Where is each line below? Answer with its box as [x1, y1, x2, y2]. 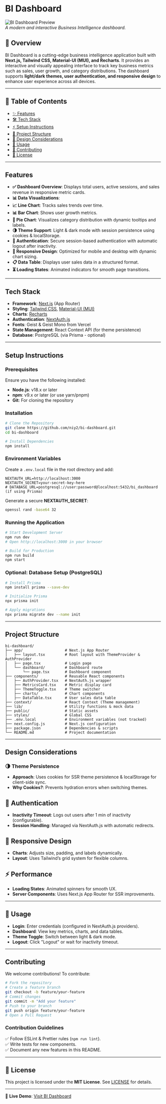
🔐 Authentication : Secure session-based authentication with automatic [12, 238, 158, 244]
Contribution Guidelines [5, 1024, 64, 1031]
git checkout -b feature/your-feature [5, 990, 85, 995]
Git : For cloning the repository [12, 397, 74, 403]
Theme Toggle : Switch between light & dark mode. [12, 933, 117, 939]
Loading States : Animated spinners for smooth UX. [12, 885, 117, 891]
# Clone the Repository [5, 421, 54, 426]
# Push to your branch [5, 1003, 52, 1009]
